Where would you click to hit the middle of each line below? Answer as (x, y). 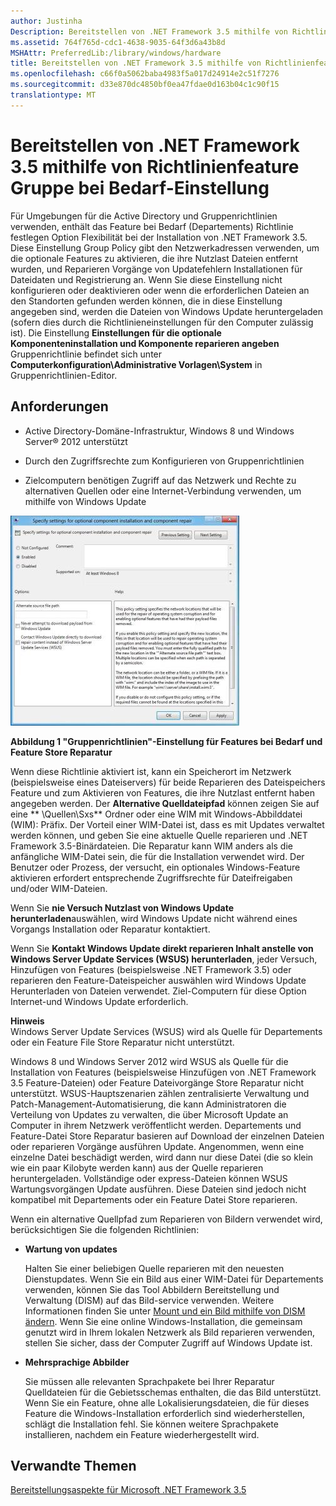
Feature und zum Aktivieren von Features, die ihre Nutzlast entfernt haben (162, 792)
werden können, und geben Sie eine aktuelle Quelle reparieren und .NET (159, 835)
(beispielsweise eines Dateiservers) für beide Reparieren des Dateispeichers (168, 782)
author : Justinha (46, 21)
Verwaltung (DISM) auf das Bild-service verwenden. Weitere (149, 1300)
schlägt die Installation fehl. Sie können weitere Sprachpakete (151, 1424)
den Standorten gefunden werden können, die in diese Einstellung (146, 301)
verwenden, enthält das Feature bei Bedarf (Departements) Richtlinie (152, 226)
